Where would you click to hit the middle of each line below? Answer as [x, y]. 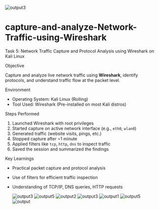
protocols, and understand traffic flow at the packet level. [63, 80]
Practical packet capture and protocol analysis [59, 168]
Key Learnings [20, 158]
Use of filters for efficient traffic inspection [55, 177]
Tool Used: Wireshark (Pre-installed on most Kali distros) [69, 104]
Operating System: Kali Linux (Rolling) [50, 99]
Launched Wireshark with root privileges [53, 123]
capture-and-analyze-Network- [71, 27]
